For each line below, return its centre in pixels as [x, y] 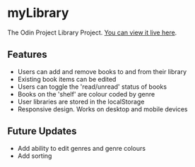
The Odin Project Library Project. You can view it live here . [92, 32]
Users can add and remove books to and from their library [102, 71]
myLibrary [38, 13]
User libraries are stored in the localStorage [81, 101]
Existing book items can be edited [67, 79]
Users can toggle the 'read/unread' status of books [92, 87]
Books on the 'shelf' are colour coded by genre [86, 94]
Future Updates [42, 131]
